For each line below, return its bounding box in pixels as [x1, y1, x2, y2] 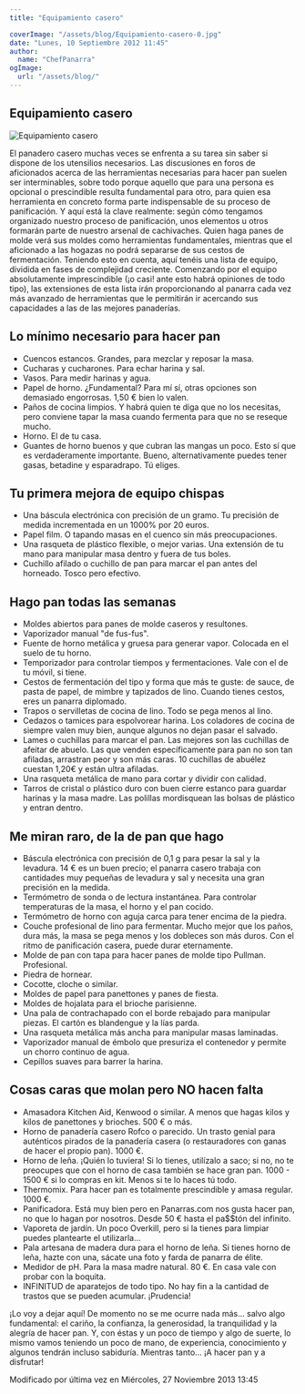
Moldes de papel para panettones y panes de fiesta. [22, 988, 219, 999]
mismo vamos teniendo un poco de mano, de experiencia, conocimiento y [9, 1337, 287, 1348]
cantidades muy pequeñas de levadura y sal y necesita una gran [22, 871, 265, 883]
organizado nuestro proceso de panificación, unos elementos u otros [9, 215, 269, 226]
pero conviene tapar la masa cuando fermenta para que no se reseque [22, 411, 289, 422]
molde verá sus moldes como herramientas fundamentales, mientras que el [9, 234, 293, 246]
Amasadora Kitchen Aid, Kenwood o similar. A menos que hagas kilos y [22, 1106, 290, 1117]
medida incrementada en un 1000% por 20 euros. [22, 520, 209, 531]
